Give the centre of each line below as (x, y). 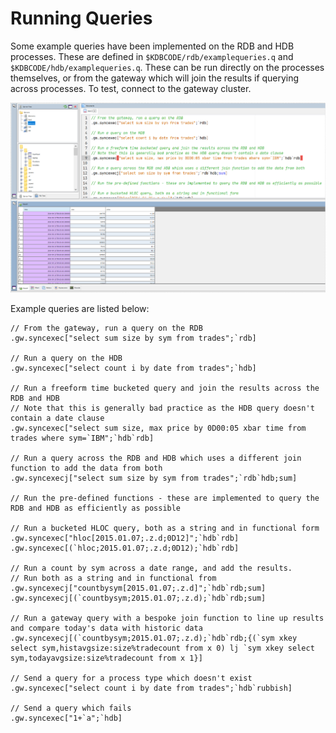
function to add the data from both (86, 468)
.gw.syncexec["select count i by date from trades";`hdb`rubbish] (151, 688)
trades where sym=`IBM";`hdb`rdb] (82, 438)
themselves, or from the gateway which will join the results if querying (155, 78)
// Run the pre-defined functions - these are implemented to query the (165, 498)
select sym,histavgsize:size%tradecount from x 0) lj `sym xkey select (162, 648)
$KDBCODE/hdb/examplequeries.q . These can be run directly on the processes (167, 67)
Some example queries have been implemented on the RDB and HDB (152, 46)
